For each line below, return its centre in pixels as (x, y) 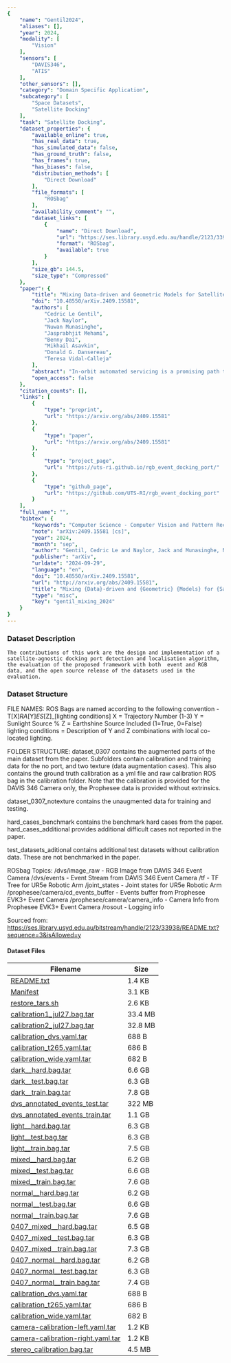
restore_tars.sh (35, 1003)
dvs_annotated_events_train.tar (61, 1115)
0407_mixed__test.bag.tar (53, 1237)
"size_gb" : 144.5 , (58, 269)
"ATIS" (41, 71)
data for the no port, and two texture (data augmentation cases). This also (112, 766)
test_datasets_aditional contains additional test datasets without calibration (113, 850)
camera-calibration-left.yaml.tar (63, 1327)
